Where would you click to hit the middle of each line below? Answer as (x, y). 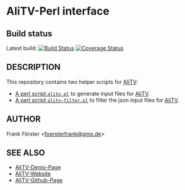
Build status (29, 34)
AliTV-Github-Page (39, 180)
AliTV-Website (33, 174)
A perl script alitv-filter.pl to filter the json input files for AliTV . (97, 100)
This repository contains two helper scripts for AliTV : (72, 82)
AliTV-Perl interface (58, 11)
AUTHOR (24, 119)
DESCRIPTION (33, 67)
